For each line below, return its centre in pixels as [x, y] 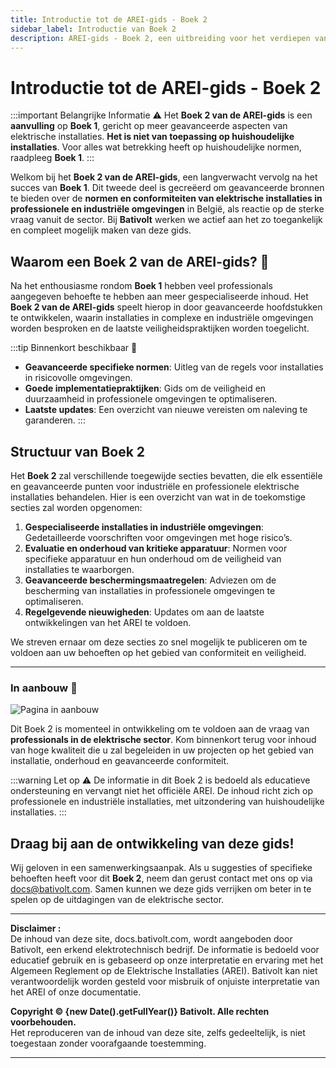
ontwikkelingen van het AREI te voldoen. [108, 622]
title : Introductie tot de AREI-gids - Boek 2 [109, 19]
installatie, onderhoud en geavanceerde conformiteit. [120, 761]
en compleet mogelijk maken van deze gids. [101, 230]
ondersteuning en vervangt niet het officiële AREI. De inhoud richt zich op [162, 791]
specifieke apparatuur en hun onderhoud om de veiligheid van [153, 558]
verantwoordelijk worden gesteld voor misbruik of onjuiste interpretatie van [165, 982]
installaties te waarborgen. [79, 569]
